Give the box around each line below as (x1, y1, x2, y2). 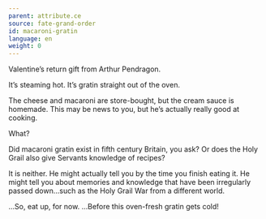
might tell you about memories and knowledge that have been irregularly (8, 178, 251, 187)
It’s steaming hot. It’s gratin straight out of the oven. (8, 80, 181, 90)
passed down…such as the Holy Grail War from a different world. (8, 186, 225, 195)
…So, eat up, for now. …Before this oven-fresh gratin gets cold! (8, 202, 219, 212)
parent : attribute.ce (8, 11, 82, 20)
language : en (8, 34, 53, 43)
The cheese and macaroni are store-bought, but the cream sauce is (8, 96, 234, 105)
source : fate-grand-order (8, 19, 96, 28)
